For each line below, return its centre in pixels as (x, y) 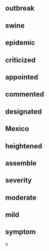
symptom (21, 232)
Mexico (17, 129)
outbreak (20, 8)
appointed (22, 77)
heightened (24, 146)
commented (25, 94)
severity (18, 180)
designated (23, 112)
